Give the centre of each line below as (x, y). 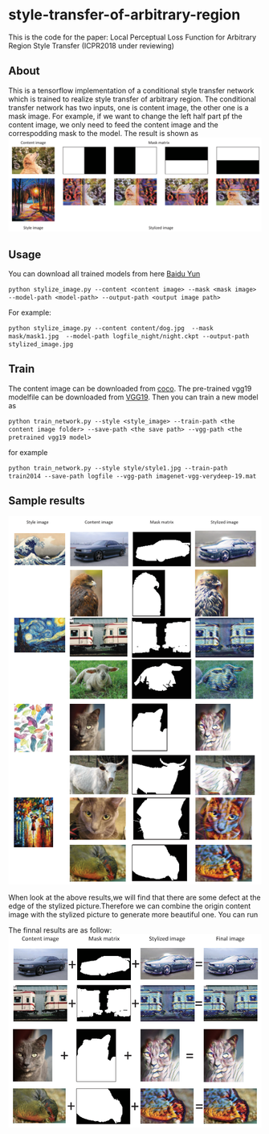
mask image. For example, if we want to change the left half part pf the (125, 116)
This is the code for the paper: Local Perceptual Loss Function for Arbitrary (132, 37)
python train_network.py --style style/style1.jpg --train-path (118, 468)
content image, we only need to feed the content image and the (113, 124)
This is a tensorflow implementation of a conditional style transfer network (131, 90)
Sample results (47, 501)
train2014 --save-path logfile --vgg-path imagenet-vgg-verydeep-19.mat (132, 476)
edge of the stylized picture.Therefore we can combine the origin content (130, 906)
